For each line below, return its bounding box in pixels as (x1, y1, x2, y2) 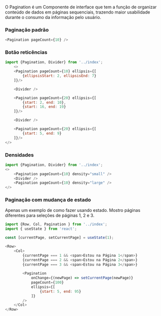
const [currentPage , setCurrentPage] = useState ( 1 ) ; (5, 235, 114, 240)
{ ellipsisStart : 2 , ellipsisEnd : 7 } (22, 74, 97, 79)
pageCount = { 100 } (31, 280, 64, 285)
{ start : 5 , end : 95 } (39, 289, 81, 294)
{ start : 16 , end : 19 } (22, 104, 66, 110)
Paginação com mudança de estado (5, 196, 91, 203)
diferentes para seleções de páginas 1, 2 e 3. (5, 213, 95, 219)
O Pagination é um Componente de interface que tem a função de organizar (5, 4, 157, 10)
